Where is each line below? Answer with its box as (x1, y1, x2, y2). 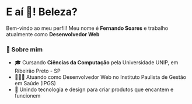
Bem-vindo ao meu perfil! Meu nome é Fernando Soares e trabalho (6, 25, 168, 32)
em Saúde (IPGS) (14, 80, 57, 87)
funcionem (14, 92, 41, 99)
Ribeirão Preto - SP (14, 67, 61, 75)
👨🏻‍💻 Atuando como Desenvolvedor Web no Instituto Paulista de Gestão (14, 74, 187, 81)
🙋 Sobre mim (6, 45, 43, 53)
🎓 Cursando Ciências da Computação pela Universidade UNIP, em (14, 59, 179, 66)
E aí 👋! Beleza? (6, 5, 78, 19)
